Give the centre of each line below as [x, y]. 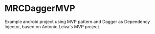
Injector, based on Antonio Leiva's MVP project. [53, 26]
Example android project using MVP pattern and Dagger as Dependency [77, 22]
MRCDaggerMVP [40, 8]
